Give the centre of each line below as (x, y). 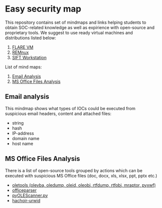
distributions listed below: (31, 38)
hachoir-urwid (26, 200)
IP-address (23, 133)
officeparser (24, 190)
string (18, 123)
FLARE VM (23, 47)
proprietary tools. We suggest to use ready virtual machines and (69, 32)
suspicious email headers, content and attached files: (58, 113)
